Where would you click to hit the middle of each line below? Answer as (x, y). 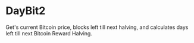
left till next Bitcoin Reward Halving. (49, 33)
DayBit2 (26, 11)
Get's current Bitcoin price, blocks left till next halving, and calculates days (97, 27)
